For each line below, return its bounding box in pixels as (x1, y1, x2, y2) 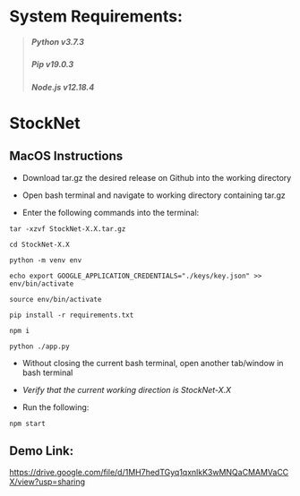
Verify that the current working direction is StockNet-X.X (21, 384, 232, 395)
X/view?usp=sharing (9, 476, 86, 487)
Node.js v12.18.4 (30, 81, 95, 92)
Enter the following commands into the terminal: (21, 207, 200, 218)
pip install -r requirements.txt (9, 311, 134, 320)
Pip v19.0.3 (30, 59, 74, 70)
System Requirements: (9, 6, 184, 27)
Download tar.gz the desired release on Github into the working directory (21, 172, 292, 183)
